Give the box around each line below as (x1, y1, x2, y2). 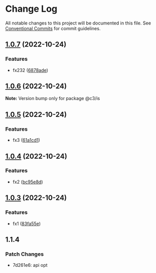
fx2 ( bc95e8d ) (12, 179, 43, 185)
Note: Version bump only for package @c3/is (5, 95, 100, 102)
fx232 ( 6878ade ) (12, 67, 48, 73)
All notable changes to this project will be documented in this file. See (5, 20, 151, 26)
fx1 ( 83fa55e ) (12, 220, 41, 227)
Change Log (5, 3, 57, 15)
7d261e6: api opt (12, 262, 48, 268)
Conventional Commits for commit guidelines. (5, 25, 101, 31)
